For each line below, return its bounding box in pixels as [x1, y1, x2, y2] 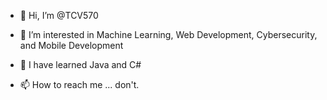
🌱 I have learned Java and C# [19, 59, 142, 70]
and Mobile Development [19, 40, 124, 51]
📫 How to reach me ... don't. [19, 79, 140, 90]
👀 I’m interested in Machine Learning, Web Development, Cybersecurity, [19, 29, 318, 40]
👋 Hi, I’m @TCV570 [19, 10, 99, 21]
